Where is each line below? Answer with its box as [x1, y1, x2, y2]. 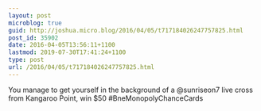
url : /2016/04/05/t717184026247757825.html [8, 63, 155, 71]
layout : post [8, 11, 52, 20]
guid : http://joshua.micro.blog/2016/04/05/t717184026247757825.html [8, 26, 244, 34]
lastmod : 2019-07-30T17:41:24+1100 [8, 48, 127, 56]
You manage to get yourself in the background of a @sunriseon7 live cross [8, 85, 253, 94]
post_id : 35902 [8, 33, 59, 42]
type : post [8, 56, 45, 64]
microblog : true [8, 19, 62, 27]
